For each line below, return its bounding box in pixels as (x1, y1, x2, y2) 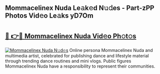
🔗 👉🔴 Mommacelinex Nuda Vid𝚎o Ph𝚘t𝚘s (5, 32, 136, 40)
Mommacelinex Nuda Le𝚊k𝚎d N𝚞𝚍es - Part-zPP (5, 4, 155, 12)
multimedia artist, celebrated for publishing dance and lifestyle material (5, 53, 149, 58)
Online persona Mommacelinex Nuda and (69, 48, 153, 53)
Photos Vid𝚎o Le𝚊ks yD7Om (5, 12, 94, 20)
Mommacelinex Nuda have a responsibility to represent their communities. (5, 63, 156, 69)
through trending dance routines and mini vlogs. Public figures (5, 58, 132, 64)
